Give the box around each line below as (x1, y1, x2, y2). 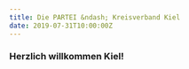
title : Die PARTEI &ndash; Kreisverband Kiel (9, 12, 180, 22)
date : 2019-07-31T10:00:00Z (9, 21, 114, 30)
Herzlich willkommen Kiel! (9, 50, 124, 63)
